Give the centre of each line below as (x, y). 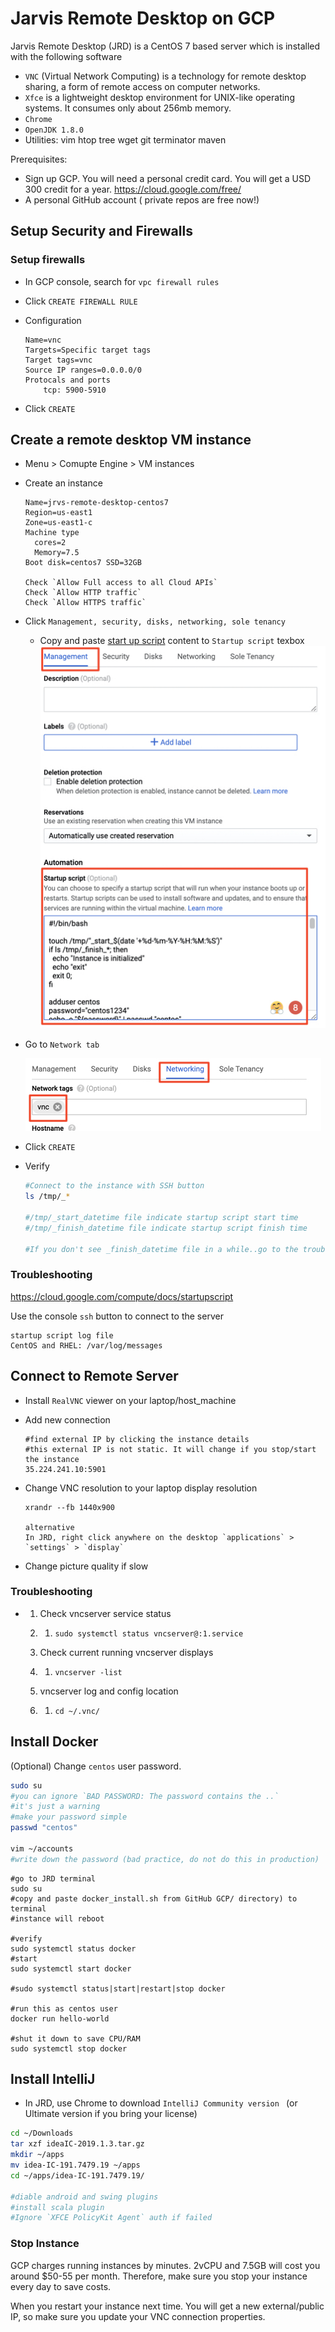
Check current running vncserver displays (126, 1652)
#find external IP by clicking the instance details (137, 1439)
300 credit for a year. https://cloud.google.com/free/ (133, 189)
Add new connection (67, 1419)
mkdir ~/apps (37, 2155)
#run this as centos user (64, 2008)
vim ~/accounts (42, 1848)
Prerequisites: (39, 159)
